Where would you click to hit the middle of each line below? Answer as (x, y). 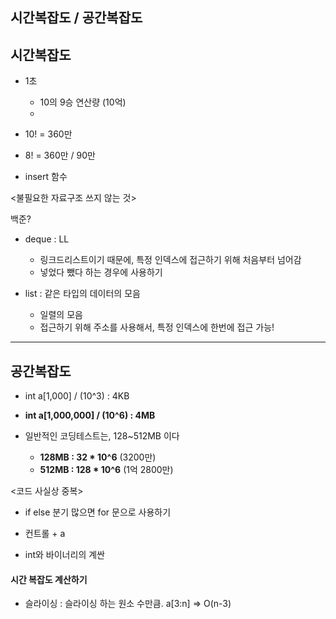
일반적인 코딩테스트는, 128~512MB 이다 (102, 436)
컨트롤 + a (45, 534)
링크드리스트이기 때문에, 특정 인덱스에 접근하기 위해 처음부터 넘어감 (170, 260)
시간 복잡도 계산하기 (49, 579)
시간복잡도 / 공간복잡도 (76, 18)
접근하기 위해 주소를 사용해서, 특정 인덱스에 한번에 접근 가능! (157, 327)
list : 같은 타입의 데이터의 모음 (82, 294)
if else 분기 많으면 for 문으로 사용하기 (98, 512)
